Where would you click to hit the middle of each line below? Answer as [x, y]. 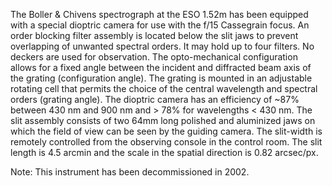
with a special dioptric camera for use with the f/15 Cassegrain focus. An [160, 25]
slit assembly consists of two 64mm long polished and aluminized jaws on [163, 120]
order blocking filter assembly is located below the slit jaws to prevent [154, 35]
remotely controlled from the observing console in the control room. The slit [166, 142]
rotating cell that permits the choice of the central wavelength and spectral [164, 88]
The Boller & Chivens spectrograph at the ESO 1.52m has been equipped [159, 14]
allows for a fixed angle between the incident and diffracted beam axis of [161, 67]
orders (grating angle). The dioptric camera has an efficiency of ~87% [155, 99]
